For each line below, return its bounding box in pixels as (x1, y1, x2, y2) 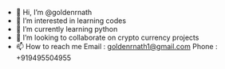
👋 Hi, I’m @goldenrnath (15, 8, 93, 17)
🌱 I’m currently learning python (15, 25, 118, 33)
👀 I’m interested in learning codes (15, 16, 126, 25)
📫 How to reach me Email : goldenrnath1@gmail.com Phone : (15, 42, 218, 51)
